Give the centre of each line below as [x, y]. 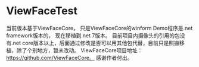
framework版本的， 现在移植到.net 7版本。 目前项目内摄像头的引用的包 [93, 35]
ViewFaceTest [42, 11]
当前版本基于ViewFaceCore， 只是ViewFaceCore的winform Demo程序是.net [99, 28]
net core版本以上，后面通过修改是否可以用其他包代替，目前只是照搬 [96, 43]
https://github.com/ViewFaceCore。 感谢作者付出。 [69, 58]
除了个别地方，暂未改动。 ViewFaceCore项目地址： [80, 50]
